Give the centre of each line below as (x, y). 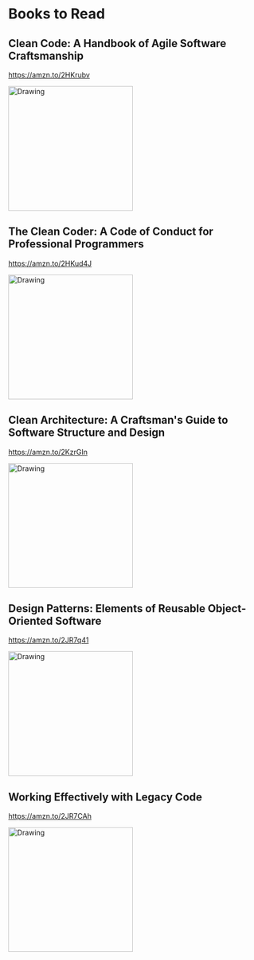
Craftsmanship (46, 55)
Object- (227, 608)
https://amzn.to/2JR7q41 (49, 640)
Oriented (31, 621)
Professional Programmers (76, 244)
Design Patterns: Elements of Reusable (107, 608)
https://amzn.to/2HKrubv (49, 75)
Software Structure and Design (87, 433)
